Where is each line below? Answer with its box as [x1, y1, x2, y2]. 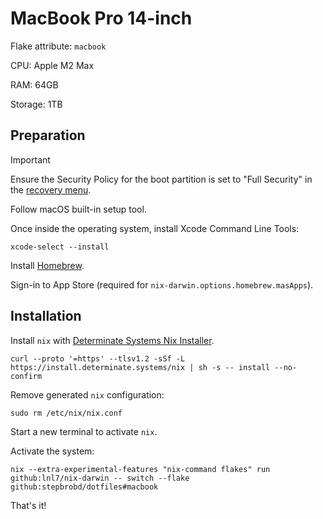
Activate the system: [10, 445, 95, 457]
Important [10, 153, 51, 166]
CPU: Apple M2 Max [10, 59, 95, 71]
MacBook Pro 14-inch [10, 7, 193, 30]
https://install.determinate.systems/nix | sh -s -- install [10, 362, 271, 372]
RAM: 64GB [10, 78, 59, 91]
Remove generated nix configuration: [10, 388, 165, 401]
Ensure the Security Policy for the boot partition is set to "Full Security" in [10, 173, 313, 185]
